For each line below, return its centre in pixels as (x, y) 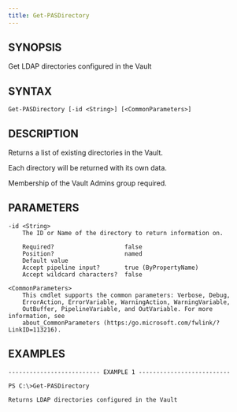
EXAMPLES (37, 354)
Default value (45, 260)
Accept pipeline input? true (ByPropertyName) (111, 268)
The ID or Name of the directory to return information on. (123, 233)
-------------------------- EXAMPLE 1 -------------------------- (119, 372)
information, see (37, 316)
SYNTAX (30, 91)
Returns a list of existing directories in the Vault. (86, 153)
